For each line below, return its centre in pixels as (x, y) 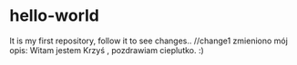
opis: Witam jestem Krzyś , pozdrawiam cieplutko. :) (107, 50)
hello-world (55, 16)
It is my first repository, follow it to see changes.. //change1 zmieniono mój (149, 41)
